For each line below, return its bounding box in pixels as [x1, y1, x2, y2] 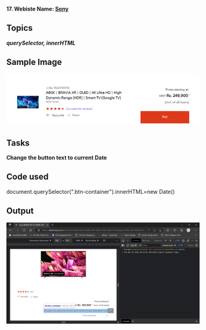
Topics [6, 23, 33, 33]
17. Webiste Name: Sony [6, 6, 69, 12]
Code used [6, 172, 49, 182]
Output [6, 205, 34, 217]
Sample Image [6, 57, 63, 67]
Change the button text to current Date [6, 154, 107, 161]
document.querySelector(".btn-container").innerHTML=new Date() [6, 188, 175, 195]
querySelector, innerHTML [6, 39, 76, 47]
